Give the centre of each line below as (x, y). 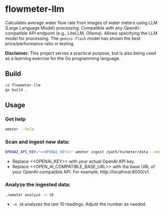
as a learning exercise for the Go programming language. (63, 58)
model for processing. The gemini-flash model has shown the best (73, 38)
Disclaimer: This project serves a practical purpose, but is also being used (81, 53)
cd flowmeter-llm (23, 85)
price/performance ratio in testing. (40, 43)
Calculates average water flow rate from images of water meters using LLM (82, 23)
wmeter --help (20, 129)
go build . (16, 90)
